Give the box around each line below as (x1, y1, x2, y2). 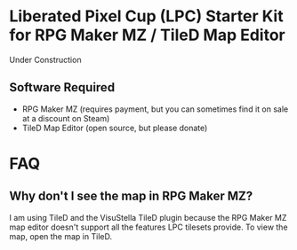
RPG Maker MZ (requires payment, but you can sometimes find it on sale (21, 104, 289, 114)
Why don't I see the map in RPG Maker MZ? (9, 189, 253, 204)
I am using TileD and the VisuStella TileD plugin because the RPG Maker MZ (9, 212, 287, 223)
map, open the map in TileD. (9, 230, 113, 241)
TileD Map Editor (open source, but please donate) (21, 122, 208, 133)
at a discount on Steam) (21, 113, 110, 123)
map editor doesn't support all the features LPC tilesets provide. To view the (9, 222, 288, 232)
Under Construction (9, 54, 82, 65)
